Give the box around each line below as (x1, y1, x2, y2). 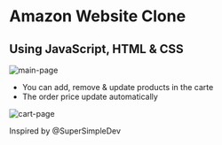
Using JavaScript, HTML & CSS (9, 42, 184, 57)
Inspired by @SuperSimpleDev (9, 126, 122, 136)
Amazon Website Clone (9, 6, 186, 27)
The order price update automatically (21, 91, 158, 102)
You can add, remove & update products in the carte (21, 82, 214, 92)
